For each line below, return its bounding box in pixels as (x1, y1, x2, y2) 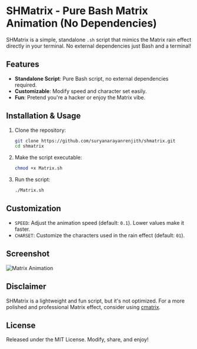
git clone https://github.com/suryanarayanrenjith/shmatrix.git (14, 138, 176, 144)
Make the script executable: (14, 154, 82, 161)
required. (14, 81, 37, 88)
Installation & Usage (6, 111, 81, 121)
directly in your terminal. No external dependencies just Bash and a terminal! (6, 42, 192, 49)
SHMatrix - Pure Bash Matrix (6, 4, 148, 18)
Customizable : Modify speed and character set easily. (14, 87, 147, 95)
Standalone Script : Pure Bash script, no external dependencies (14, 75, 169, 82)
